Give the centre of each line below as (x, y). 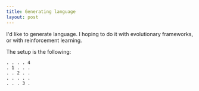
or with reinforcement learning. (44, 40)
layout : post (22, 17)
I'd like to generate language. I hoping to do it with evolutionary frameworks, (100, 34)
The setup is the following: (39, 51)
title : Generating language (41, 12)
